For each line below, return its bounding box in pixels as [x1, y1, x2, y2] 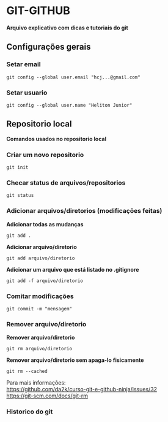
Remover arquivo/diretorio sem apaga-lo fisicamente [6, 356, 144, 364]
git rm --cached [6, 369, 48, 375]
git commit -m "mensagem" [6, 305, 72, 312]
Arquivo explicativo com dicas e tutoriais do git [6, 24, 128, 31]
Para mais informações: [6, 379, 66, 386]
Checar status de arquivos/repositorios [6, 178, 126, 187]
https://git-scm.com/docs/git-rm [6, 392, 89, 399]
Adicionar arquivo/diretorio [6, 243, 78, 250]
